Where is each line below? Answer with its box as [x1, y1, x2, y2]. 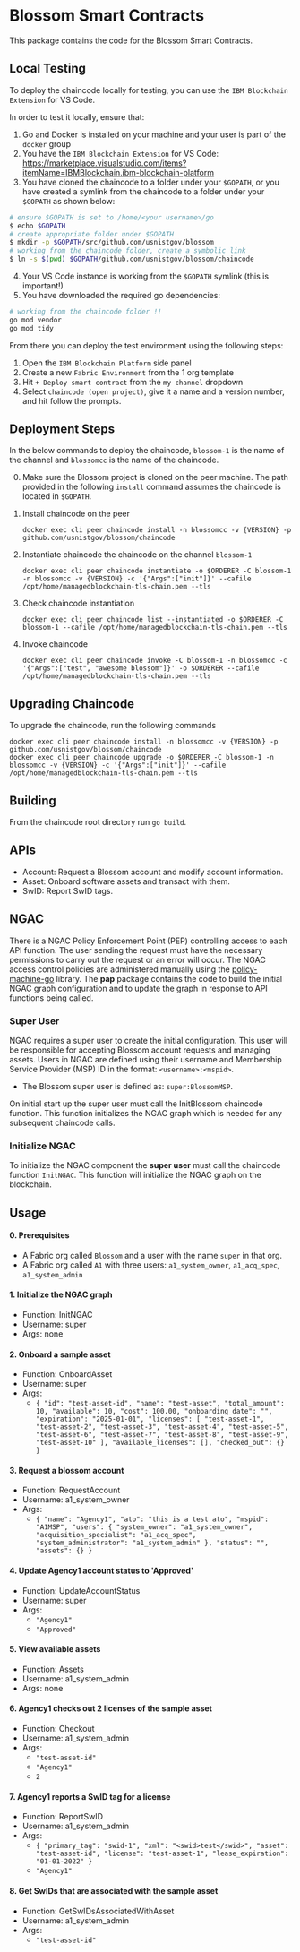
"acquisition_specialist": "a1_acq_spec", [35, 1531, 197, 1540]
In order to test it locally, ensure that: [9, 111, 145, 122]
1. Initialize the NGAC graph [9, 1289, 113, 1300]
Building [9, 793, 56, 808]
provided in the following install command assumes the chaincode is [21, 481, 282, 493]
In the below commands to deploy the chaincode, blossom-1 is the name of [9, 445, 285, 456]
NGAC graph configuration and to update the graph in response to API [9, 983, 269, 993]
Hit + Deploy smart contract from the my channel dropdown [21, 376, 244, 387]
